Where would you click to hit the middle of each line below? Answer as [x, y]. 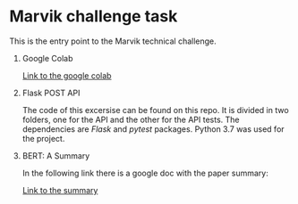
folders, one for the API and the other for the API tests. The [131, 119]
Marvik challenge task [94, 16]
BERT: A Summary [56, 155]
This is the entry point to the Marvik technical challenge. [113, 41]
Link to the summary [60, 190]
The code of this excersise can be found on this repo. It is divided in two [155, 110]
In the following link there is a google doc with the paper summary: [145, 173]
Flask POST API [51, 93]
